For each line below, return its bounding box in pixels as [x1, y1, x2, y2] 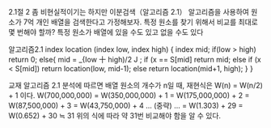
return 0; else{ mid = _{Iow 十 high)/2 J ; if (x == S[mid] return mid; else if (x [8, 55, 261, 64]
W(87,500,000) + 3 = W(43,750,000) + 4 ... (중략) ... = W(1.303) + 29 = [8, 100, 243, 110]
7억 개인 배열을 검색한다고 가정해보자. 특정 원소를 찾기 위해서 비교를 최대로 [23, 17, 259, 27]
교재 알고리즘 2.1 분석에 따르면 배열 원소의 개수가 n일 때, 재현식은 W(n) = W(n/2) [8, 80, 263, 90]
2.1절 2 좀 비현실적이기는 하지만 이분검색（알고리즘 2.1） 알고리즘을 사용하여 [8, 7, 249, 16]
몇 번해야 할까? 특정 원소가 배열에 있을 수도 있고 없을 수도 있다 [8, 28, 204, 36]
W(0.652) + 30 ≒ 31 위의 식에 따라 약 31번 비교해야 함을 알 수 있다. [8, 111, 221, 120]
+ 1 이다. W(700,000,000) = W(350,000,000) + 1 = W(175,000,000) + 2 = [8, 91, 250, 100]
